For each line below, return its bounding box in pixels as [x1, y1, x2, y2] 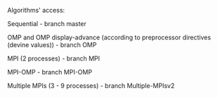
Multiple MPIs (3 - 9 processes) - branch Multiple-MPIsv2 [7, 82, 175, 90]
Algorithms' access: [7, 6, 65, 14]
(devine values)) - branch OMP [7, 41, 97, 48]
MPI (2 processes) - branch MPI [7, 54, 101, 63]
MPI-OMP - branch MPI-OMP [7, 68, 93, 76]
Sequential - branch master [7, 20, 86, 27]
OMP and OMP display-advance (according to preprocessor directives [7, 33, 211, 41]
